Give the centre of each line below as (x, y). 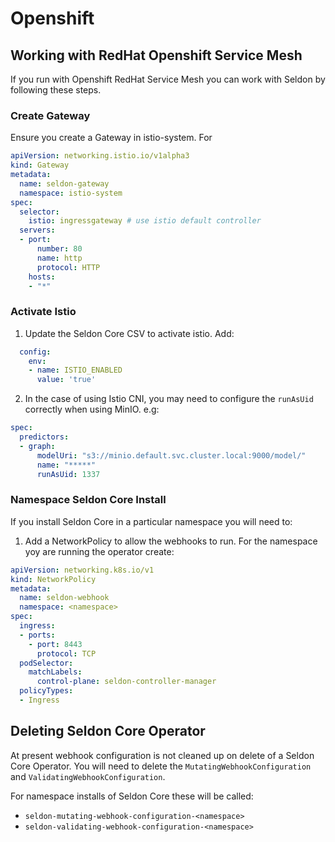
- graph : (37, 446)
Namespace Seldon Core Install (88, 500)
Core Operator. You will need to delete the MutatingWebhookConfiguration (161, 766)
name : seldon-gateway (64, 183)
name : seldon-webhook (64, 598)
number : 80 (59, 249)
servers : (37, 230)
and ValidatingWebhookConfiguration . (88, 776)
